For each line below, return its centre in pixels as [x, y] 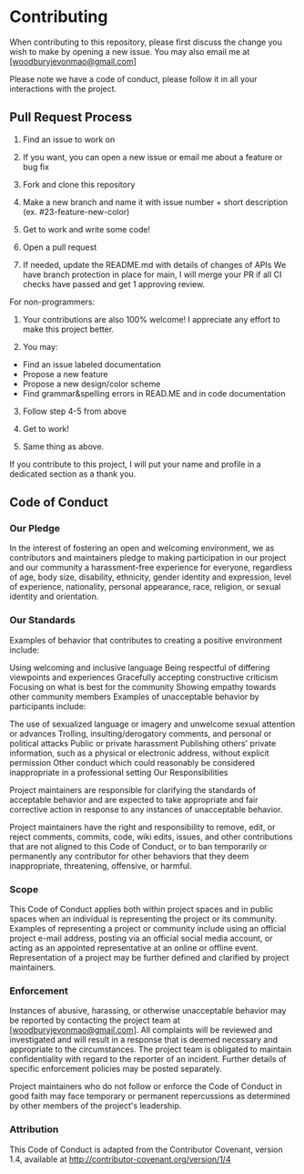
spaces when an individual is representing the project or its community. [143, 919]
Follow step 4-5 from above [75, 411]
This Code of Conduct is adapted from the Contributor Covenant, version [147, 1149]
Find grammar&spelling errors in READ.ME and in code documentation [154, 393]
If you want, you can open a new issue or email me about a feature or [152, 157]
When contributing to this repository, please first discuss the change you [146, 42]
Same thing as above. [63, 446]
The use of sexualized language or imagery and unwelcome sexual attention [152, 724]
